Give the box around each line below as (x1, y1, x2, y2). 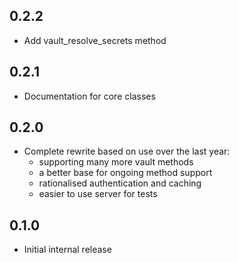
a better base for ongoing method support (38, 167, 213, 179)
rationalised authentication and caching (38, 177, 202, 189)
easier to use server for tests (38, 188, 158, 200)
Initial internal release (23, 244, 112, 256)
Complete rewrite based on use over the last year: (23, 145, 231, 158)
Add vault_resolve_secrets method (23, 34, 167, 46)
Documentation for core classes (23, 90, 156, 102)
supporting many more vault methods (38, 156, 194, 168)
